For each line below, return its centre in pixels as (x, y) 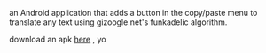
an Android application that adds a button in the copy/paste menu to (133, 13)
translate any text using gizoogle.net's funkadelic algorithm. (118, 22)
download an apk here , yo (58, 39)
